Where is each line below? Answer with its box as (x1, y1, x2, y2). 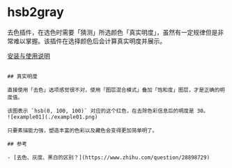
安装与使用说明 (7, 52, 50, 60)
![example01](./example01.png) (7, 113, 98, 121)
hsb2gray (7, 4, 64, 20)
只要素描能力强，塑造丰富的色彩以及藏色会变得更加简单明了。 (7, 127, 158, 134)
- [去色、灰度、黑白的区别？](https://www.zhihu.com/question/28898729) (7, 154, 210, 161)
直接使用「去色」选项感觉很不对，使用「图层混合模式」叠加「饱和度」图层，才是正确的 (7, 86, 220, 93)
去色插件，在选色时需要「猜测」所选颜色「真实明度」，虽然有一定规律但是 (7, 28, 218, 36)
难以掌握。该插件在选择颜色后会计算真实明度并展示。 (13, 36, 166, 45)
